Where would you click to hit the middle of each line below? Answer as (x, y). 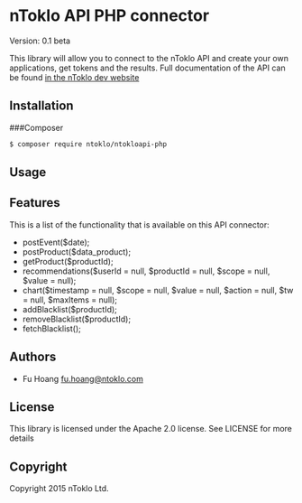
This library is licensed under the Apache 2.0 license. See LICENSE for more (151, 429)
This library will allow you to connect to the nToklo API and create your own (149, 58)
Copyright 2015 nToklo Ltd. (59, 489)
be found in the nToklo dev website (74, 77)
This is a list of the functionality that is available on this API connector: (140, 224)
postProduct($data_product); (77, 251)
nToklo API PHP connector (110, 16)
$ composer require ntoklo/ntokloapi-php (88, 144)
